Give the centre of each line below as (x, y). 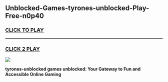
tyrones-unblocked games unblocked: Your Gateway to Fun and (73, 69)
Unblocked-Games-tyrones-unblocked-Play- (77, 8)
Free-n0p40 (24, 16)
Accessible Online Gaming (33, 74)
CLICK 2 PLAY (22, 49)
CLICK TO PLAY (24, 30)
